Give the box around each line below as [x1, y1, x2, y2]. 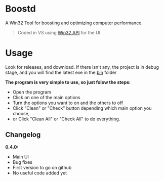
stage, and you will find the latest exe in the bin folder [5, 69, 117, 75]
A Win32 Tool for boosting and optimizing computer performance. [5, 20, 143, 26]
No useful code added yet [12, 170, 67, 176]
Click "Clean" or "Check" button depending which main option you [12, 105, 152, 111]
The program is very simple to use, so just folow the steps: [5, 79, 131, 85]
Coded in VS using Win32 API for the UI [17, 29, 101, 35]
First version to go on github [12, 164, 72, 170]
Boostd [5, 3, 36, 15]
